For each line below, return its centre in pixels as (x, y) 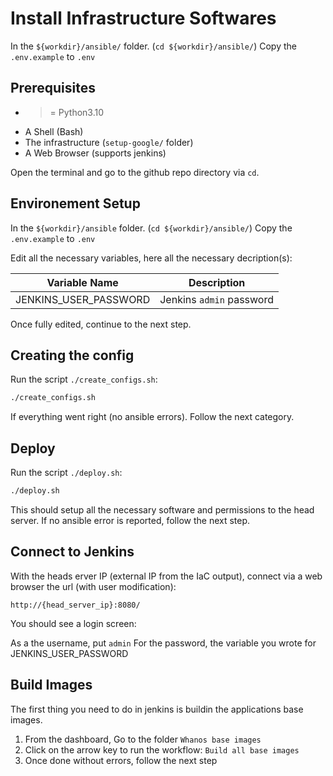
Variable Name (82, 282)
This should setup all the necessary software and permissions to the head (162, 509)
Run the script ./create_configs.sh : (84, 379)
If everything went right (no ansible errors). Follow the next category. (152, 417)
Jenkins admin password (216, 299)
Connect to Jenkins (72, 552)
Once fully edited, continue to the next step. (101, 324)
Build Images (51, 685)
